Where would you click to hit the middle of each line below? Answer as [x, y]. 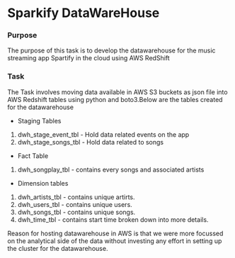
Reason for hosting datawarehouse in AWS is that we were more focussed [115, 233]
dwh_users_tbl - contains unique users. [75, 204]
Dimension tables [43, 183]
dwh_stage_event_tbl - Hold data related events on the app [103, 134]
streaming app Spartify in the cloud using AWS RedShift [88, 58]
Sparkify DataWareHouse [84, 13]
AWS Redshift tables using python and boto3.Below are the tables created [115, 99]
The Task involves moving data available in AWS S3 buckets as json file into [117, 92]
